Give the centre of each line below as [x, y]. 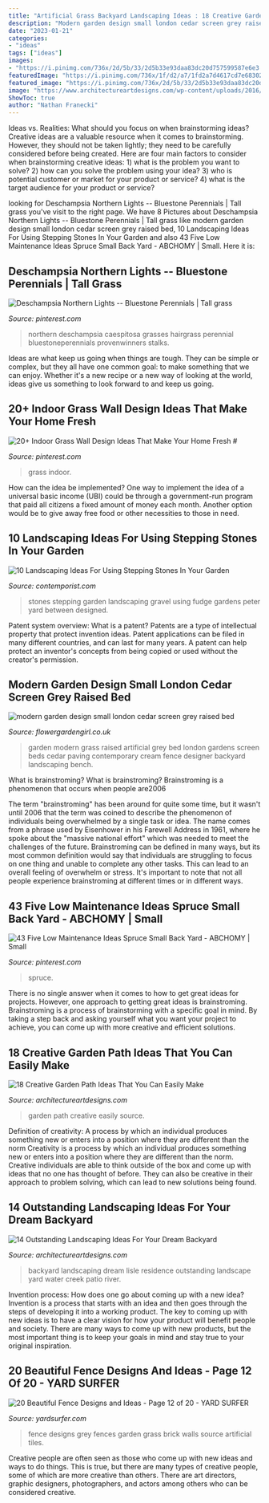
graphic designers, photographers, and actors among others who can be [128, 1483]
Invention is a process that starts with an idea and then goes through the [128, 1303]
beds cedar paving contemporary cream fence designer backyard [137, 756]
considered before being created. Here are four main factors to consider [127, 154]
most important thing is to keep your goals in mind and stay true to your [126, 1337]
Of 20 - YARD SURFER [64, 1384]
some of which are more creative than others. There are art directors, [122, 1475]
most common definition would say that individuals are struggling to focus [130, 855]
